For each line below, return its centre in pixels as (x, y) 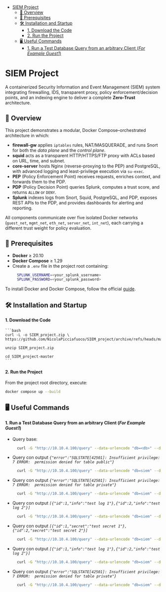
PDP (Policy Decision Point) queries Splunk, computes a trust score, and (86, 187)
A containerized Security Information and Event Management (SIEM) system (83, 87)
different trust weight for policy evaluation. (48, 228)
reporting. (22, 208)
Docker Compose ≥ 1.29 (37, 261)
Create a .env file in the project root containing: (60, 266)
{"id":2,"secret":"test (37, 531)
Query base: (25, 439)
